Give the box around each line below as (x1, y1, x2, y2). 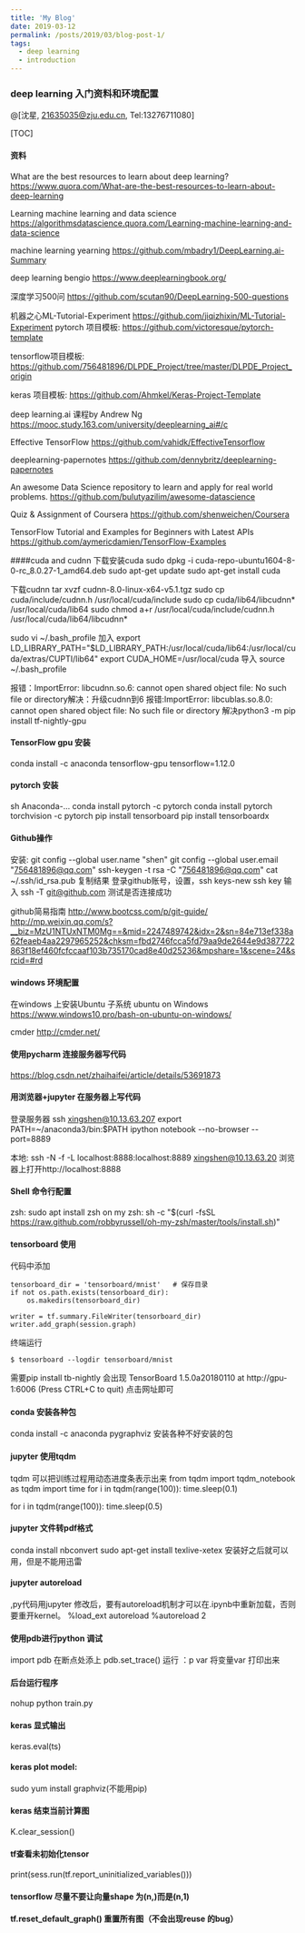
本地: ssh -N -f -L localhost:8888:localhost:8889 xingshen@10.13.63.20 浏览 (10, 1152, 296, 1163)
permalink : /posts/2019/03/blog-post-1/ (10, 30, 166, 39)
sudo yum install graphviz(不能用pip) (10, 1783, 148, 1794)
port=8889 (10, 1133, 51, 1144)
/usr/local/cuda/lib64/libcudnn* (10, 613, 128, 624)
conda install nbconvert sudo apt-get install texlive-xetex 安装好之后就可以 (10, 1544, 289, 1555)
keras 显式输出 (10, 1719, 66, 1730)
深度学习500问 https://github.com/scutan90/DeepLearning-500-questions (10, 290, 290, 301)
